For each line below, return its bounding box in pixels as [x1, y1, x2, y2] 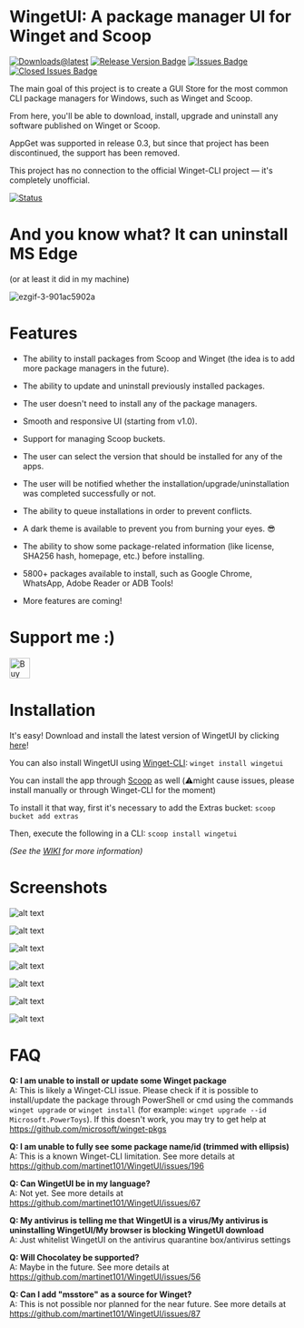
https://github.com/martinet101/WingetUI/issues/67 [9, 1197, 201, 1208]
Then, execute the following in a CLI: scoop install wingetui [9, 828, 238, 839]
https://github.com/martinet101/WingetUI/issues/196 [9, 1160, 204, 1171]
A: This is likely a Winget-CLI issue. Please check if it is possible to [9, 1084, 259, 1095]
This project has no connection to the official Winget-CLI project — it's [9, 165, 274, 176]
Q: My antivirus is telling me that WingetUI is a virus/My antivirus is [9, 1214, 269, 1225]
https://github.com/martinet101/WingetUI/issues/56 [9, 1271, 201, 1282]
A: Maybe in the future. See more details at [9, 1262, 170, 1273]
